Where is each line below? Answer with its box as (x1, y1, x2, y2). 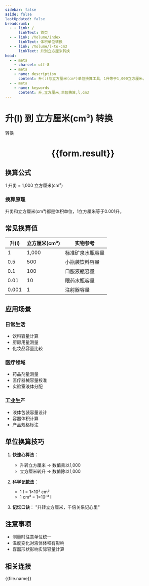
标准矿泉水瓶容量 (65, 250, 105, 256)
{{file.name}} (5, 576, 32, 582)
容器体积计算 (12, 416, 38, 421)
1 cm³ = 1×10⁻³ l (19, 494, 52, 500)
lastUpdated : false (5, 16, 45, 21)
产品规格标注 (12, 421, 38, 427)
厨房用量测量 (12, 339, 38, 345)
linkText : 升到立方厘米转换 (18, 48, 70, 53)
